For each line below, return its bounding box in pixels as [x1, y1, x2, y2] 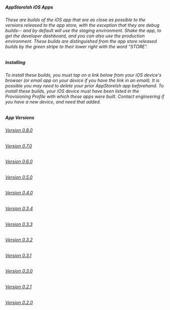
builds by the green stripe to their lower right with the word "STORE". [5, 43, 148, 49]
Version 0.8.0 [5, 127, 33, 133]
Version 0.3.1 [5, 252, 32, 259]
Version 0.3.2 [5, 237, 33, 243]
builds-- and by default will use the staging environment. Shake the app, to [5, 27, 161, 33]
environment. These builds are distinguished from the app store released [5, 38, 157, 44]
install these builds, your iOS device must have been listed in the [5, 88, 140, 94]
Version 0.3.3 [5, 221, 33, 227]
